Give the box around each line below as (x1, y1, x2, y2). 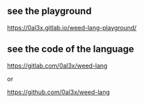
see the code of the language (7, 44, 134, 55)
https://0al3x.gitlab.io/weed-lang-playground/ (7, 23, 137, 31)
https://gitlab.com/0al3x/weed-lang (7, 61, 108, 70)
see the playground (7, 5, 92, 17)
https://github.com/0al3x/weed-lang (7, 88, 110, 96)
